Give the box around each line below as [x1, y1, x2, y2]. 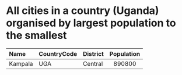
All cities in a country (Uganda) [6, 4, 159, 17]
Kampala [9, 59, 33, 67]
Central [82, 59, 103, 67]
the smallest [6, 29, 67, 42]
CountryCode [38, 49, 78, 58]
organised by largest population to [6, 16, 176, 30]
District [82, 49, 104, 58]
